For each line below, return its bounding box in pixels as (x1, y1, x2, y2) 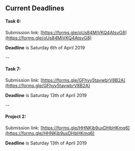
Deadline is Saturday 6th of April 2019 (5, 44, 85, 51)
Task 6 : (5, 18, 21, 24)
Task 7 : (5, 66, 21, 72)
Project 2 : (5, 114, 26, 120)
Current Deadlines (5, 4, 64, 13)
